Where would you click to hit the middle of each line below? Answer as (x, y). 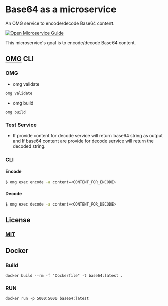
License (18, 220)
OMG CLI (19, 59)
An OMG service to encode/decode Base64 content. (60, 23)
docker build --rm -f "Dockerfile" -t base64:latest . (64, 276)
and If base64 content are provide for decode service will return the (83, 141)
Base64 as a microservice (61, 9)
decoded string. (29, 146)
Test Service (21, 125)
